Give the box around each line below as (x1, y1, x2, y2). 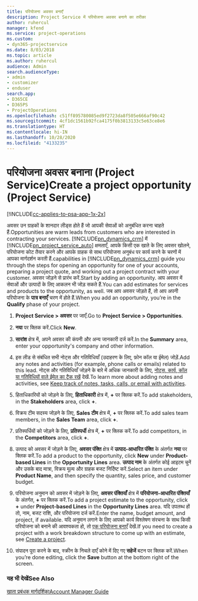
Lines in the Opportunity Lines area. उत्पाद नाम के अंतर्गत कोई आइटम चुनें (32, 458, 192, 465)
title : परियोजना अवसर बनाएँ (6, 8, 64, 15)
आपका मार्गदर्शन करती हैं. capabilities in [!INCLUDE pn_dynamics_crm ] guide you (6, 255, 185, 262)
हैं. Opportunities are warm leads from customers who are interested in (6, 228, 176, 236)
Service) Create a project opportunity (6, 178, 192, 191)
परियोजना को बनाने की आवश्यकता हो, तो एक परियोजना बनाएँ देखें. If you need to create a (15, 523, 193, 530)
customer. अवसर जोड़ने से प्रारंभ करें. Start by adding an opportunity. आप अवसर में (6, 274, 183, 281)
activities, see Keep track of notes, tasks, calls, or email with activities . (15, 379, 187, 387)
